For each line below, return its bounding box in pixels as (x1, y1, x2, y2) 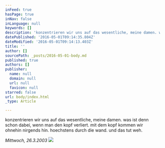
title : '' (5, 44, 26, 49)
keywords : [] (5, 26, 32, 31)
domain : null (9, 76, 36, 81)
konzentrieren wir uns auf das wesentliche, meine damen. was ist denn (5, 117, 149, 123)
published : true (5, 58, 38, 63)
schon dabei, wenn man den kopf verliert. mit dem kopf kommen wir (5, 122, 143, 128)
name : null (9, 72, 32, 76)
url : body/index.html (5, 94, 50, 99)
